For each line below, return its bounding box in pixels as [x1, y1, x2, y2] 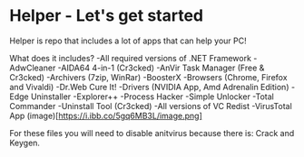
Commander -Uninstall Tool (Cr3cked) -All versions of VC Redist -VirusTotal [9, 100, 292, 111]
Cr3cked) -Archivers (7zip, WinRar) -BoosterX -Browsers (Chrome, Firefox [9, 71, 288, 82]
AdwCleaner [9, 62, 56, 73]
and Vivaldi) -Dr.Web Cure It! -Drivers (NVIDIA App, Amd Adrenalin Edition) [9, 81, 289, 92]
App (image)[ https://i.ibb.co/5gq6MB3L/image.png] [9, 110, 202, 121]
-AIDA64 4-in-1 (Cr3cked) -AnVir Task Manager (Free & [57, 62, 265, 73]
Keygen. [9, 137, 41, 148]
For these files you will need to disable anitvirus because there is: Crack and [9, 127, 295, 138]
